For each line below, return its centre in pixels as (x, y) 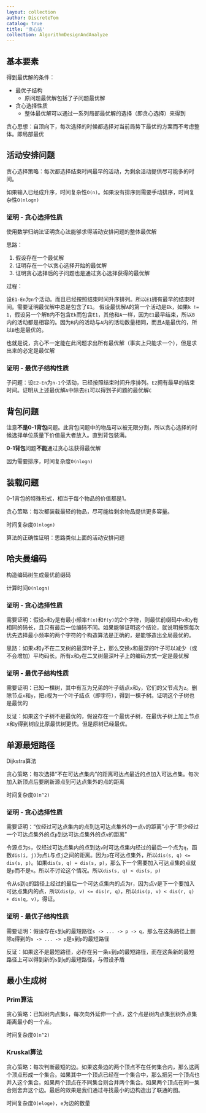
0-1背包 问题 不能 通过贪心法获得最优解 (54, 448)
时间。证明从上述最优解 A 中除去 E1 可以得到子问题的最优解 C (79, 390)
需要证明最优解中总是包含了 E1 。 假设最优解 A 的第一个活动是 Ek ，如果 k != (108, 307)
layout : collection (31, 12)
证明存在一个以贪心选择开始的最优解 (61, 265)
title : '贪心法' (26, 29)
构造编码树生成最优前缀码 (39, 574)
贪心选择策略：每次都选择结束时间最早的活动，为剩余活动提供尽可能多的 (97, 171)
